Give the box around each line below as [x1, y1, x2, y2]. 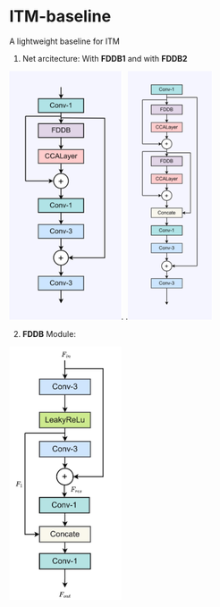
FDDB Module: [21, 328, 76, 339]
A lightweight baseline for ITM [9, 36, 121, 46]
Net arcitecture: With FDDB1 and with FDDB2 [21, 53, 188, 63]
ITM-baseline [9, 6, 112, 27]
